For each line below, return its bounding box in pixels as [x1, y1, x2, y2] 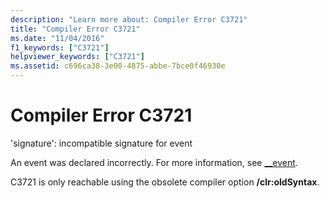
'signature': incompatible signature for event [10, 137, 193, 149]
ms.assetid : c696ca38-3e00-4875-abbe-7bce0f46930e [10, 61, 226, 71]
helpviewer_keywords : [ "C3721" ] [10, 52, 145, 62]
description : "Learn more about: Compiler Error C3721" [10, 14, 248, 25]
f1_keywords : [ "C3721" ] [10, 42, 110, 53]
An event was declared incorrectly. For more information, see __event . [10, 156, 298, 168]
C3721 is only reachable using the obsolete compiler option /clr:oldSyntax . [10, 176, 320, 188]
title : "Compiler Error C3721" [10, 24, 141, 34]
